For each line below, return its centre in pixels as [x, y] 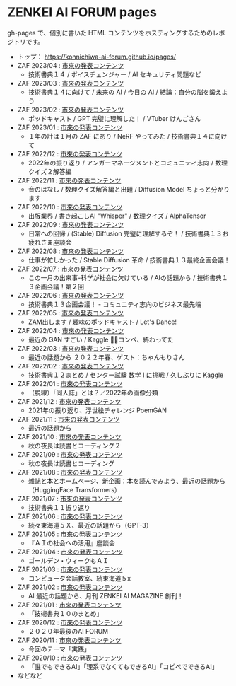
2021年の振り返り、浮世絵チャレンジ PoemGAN [98, 410]
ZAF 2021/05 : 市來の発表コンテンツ [70, 534]
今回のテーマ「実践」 [59, 649]
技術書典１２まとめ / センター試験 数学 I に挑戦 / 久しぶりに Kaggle [126, 375]
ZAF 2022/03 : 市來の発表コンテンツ [71, 348]
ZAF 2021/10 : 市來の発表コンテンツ [69, 436]
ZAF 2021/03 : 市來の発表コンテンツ [70, 569]
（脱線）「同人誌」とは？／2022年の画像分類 [93, 393]
